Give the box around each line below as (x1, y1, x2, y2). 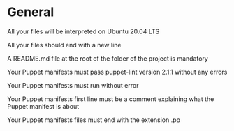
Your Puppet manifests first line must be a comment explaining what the (7, 95, 214, 103)
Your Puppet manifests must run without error (7, 81, 139, 89)
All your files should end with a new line (7, 40, 122, 49)
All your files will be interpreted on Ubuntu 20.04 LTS (7, 27, 160, 36)
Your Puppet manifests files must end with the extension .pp (7, 116, 180, 124)
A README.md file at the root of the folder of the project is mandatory (7, 54, 208, 63)
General (7, 4, 54, 20)
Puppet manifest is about (7, 102, 80, 110)
